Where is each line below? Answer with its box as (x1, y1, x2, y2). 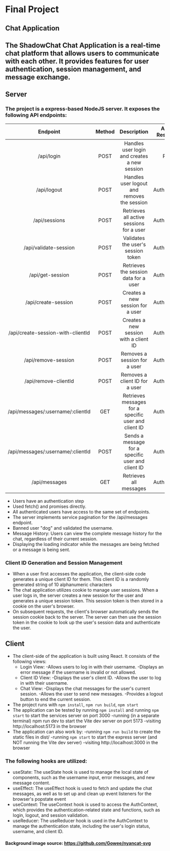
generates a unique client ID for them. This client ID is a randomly (12, 576, 149, 582)
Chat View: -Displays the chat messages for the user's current (20, 685, 150, 691)
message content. (12, 780, 51, 786)
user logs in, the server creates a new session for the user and (12, 592, 143, 598)
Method (95, 128, 115, 135)
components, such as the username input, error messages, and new (12, 774, 155, 781)
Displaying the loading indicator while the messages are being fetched (12, 541, 159, 547)
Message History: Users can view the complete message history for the (12, 530, 162, 536)
